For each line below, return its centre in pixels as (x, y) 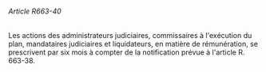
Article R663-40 (35, 11)
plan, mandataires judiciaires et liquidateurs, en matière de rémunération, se (133, 44)
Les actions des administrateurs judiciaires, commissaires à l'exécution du (130, 36)
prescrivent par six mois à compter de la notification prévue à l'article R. (127, 52)
